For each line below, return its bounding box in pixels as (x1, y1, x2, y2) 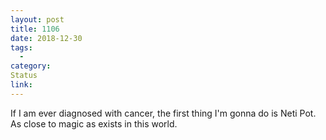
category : (10, 61, 52, 71)
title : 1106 (10, 24, 60, 34)
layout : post (10, 14, 65, 25)
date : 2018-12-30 (10, 33, 83, 43)
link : (10, 80, 33, 90)
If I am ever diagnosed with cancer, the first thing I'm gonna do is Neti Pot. (10, 107, 317, 119)
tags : (10, 42, 33, 53)
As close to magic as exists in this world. (10, 117, 178, 130)
